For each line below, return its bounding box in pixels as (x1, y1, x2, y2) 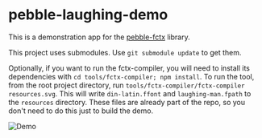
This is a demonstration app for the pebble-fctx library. (8, 32, 191, 42)
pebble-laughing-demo (8, 6, 168, 24)
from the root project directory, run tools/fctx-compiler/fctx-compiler (8, 80, 245, 90)
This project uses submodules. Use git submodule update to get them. (8, 47, 242, 57)
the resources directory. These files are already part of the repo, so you (8, 97, 246, 107)
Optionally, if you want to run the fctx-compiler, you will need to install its (8, 63, 250, 73)
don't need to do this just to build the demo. (8, 106, 154, 116)
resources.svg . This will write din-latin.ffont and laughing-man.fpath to (8, 88, 252, 98)
